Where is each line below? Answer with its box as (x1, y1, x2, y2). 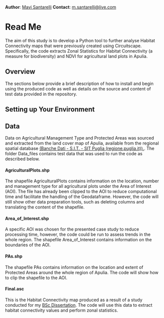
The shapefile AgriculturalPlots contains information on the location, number (5, 178, 159, 184)
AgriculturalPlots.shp (5, 167, 50, 173)
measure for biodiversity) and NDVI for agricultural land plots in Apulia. (5, 53, 148, 59)
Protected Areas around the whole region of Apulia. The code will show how (5, 269, 159, 275)
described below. (5, 156, 40, 162)
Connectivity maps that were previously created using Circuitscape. (5, 43, 142, 49)
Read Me (5, 22, 42, 32)
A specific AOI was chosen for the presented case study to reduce (5, 226, 140, 232)
